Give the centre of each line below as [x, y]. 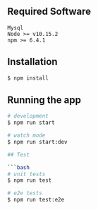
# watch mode [26, 136]
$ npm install [28, 78]
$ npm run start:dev [38, 142]
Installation [32, 62]
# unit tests [26, 174]
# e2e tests [25, 193]
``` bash [19, 167]
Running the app [44, 100]
